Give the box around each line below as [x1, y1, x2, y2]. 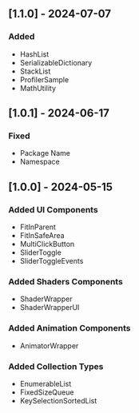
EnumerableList [19, 379, 72, 388]
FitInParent [19, 222, 56, 232]
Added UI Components [8, 204, 98, 215]
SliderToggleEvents [19, 256, 84, 266]
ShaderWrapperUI [19, 303, 80, 312]
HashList [19, 49, 50, 59]
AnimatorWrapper [19, 340, 79, 351]
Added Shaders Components [8, 276, 124, 287]
